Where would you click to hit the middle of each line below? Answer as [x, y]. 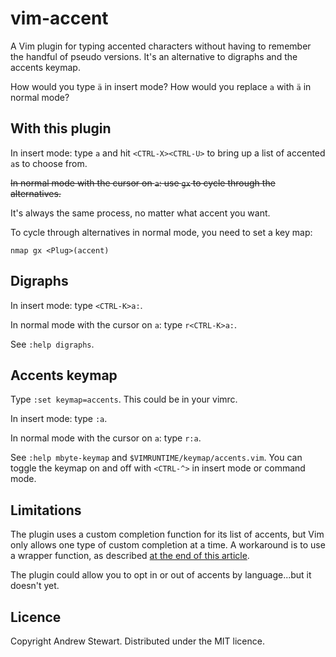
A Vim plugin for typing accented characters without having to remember [161, 46]
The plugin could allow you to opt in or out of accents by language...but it [161, 575]
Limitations [46, 510]
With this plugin [61, 128]
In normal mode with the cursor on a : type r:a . [106, 438]
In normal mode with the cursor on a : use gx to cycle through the [143, 183]
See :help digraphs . [52, 344]
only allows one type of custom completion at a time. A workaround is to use [168, 545]
